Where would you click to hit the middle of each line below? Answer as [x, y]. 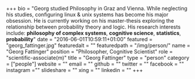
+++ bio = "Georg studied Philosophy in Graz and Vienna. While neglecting [97, 8]
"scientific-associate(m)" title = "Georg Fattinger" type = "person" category [98, 58]
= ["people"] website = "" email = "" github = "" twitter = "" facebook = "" [95, 64]
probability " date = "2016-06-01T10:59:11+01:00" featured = [79, 39]
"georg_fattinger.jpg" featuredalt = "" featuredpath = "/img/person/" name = [98, 45]
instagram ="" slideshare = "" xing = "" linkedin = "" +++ [75, 70]
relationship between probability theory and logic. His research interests [93, 27]
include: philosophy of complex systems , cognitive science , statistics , [93, 33]
